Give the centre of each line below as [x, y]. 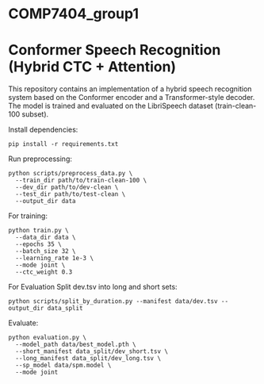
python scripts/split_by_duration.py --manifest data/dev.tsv [113, 301]
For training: [28, 216]
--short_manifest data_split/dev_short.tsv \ [92, 351]
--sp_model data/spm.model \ [63, 366]
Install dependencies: [43, 130]
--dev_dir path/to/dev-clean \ [67, 187]
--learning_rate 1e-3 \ [54, 259]
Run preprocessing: [40, 159]
